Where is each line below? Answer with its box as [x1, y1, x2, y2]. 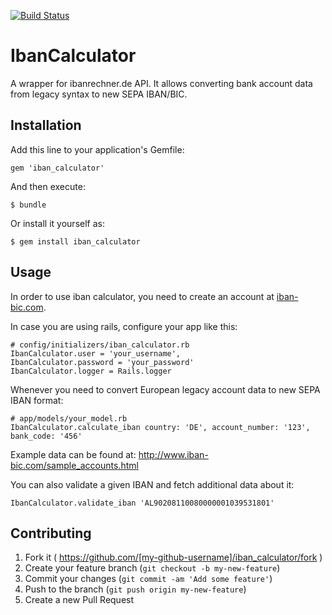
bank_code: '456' [10, 431, 83, 441]
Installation [10, 117, 82, 134]
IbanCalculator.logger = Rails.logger [10, 366, 172, 376]
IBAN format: [10, 394, 64, 406]
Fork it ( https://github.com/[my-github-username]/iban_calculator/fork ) [24, 551, 323, 564]
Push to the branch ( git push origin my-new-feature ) [24, 583, 247, 595]
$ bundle [10, 200, 47, 210]
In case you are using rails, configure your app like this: [10, 320, 238, 332]
